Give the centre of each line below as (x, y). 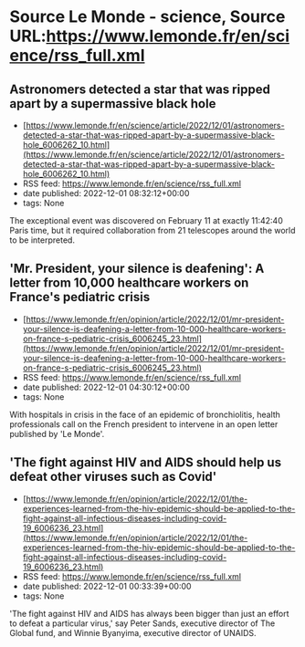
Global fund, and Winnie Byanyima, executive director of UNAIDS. (133, 632)
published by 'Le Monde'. (57, 433)
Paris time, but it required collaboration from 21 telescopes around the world (152, 230)
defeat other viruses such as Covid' (113, 477)
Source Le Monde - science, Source (147, 17)
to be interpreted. (42, 240)
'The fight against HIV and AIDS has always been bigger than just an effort (149, 613)
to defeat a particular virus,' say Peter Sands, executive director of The (142, 623)
